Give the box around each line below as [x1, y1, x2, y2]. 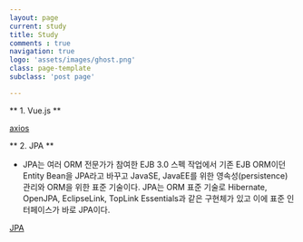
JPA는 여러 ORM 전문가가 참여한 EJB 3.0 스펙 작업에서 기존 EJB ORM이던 [22, 159, 286, 169]
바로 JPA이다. [62, 204, 111, 215]
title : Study [9, 30, 59, 39]
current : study [9, 22, 67, 31]
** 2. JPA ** [9, 140, 54, 150]
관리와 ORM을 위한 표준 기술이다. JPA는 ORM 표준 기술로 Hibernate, [22, 181, 268, 192]
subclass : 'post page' [9, 73, 95, 82]
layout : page [9, 13, 59, 23]
